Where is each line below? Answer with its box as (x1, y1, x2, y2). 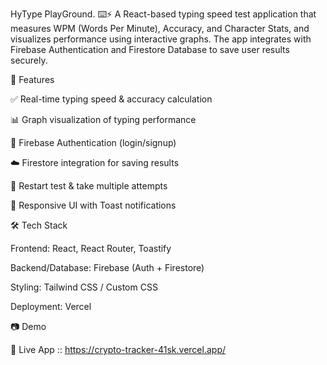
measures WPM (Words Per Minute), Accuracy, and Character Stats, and (10, 23, 310, 34)
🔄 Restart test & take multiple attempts (10, 180, 168, 192)
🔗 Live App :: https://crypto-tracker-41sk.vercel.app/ (10, 344, 227, 355)
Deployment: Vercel (10, 301, 92, 312)
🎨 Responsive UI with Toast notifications (10, 199, 177, 211)
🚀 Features (10, 74, 55, 85)
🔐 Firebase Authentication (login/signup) (10, 137, 177, 148)
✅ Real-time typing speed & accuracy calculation (10, 93, 213, 105)
